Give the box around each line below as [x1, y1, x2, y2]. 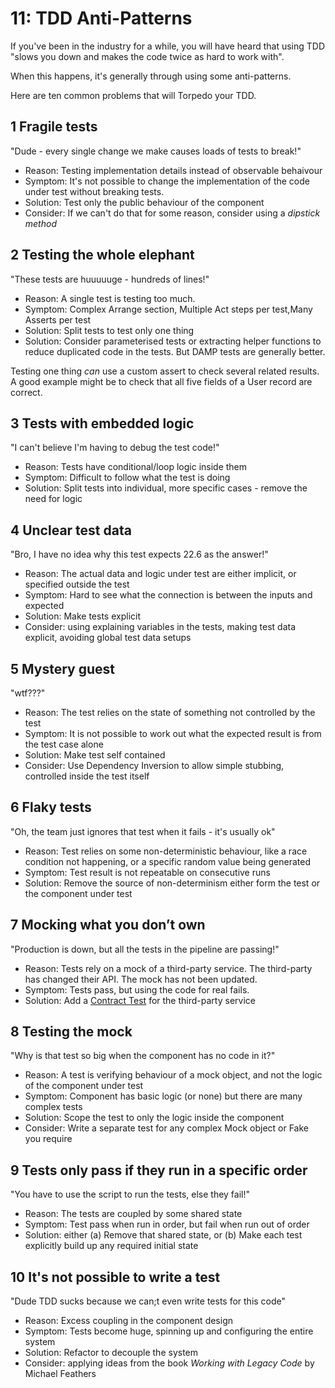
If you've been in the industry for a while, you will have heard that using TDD [10, 40, 326, 52]
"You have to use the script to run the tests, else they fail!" [10, 1188, 251, 1201]
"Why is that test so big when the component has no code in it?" [10, 1050, 276, 1062]
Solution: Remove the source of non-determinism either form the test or [24, 877, 321, 889]
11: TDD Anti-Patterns [10, 7, 193, 30]
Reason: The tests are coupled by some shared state [24, 1208, 243, 1220]
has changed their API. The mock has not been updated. [24, 973, 258, 985]
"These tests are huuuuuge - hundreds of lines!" [10, 273, 210, 285]
